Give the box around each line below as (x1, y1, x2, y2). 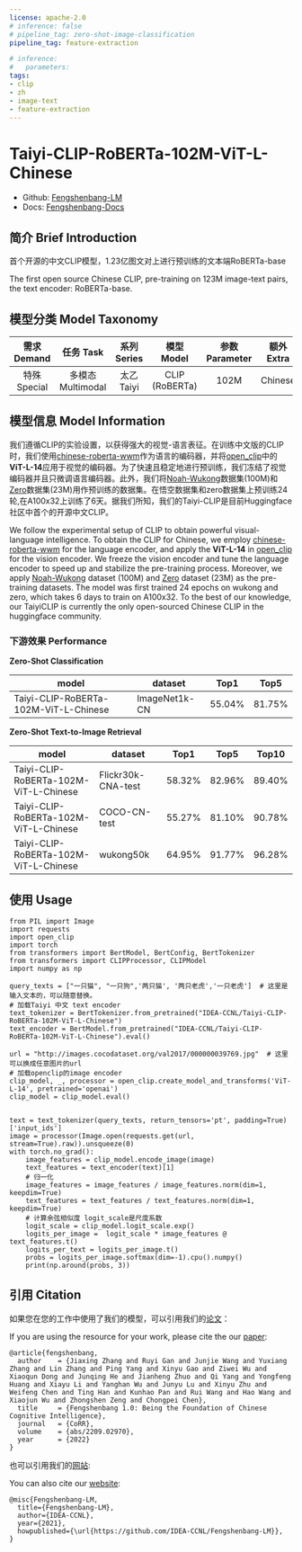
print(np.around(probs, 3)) (25, 1261, 130, 1270)
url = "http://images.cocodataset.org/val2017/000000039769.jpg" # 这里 (9, 1049, 289, 1058)
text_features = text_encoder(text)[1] (25, 1163, 175, 1172)
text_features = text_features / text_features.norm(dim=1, (25, 1196, 255, 1205)
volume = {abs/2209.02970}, (17, 1427, 135, 1436)
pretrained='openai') (37, 1084, 119, 1093)
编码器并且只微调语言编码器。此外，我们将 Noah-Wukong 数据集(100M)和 (9, 473, 279, 484)
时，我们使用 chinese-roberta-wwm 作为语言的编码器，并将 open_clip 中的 (9, 450, 279, 461)
